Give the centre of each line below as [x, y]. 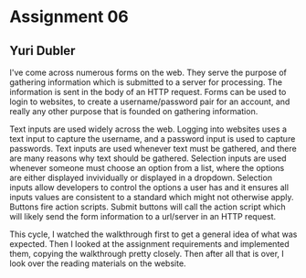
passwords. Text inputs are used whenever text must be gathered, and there [153, 149]
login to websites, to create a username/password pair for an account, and [150, 102]
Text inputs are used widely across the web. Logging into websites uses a [148, 129]
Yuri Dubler [42, 51]
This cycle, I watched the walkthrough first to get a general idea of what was [153, 234]
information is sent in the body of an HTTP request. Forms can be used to [148, 92]
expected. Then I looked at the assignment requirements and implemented [149, 244]
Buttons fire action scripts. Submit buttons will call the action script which [148, 207]
